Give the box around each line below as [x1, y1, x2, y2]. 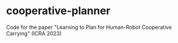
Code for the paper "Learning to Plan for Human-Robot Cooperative [6, 24, 172, 31]
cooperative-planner [6, 4, 111, 18]
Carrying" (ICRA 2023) [6, 29, 62, 37]
